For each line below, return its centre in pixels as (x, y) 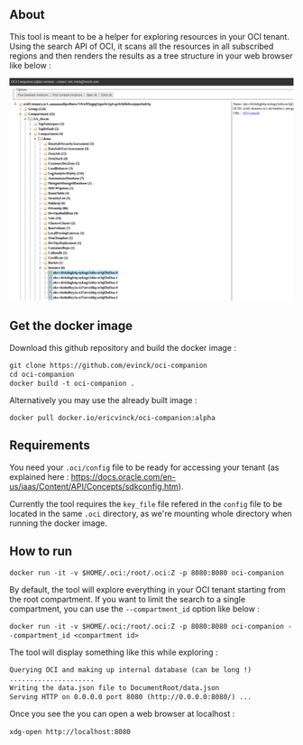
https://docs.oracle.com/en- (123, 476)
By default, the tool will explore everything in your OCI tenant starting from (147, 590)
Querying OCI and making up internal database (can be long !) (131, 670)
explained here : (39, 476)
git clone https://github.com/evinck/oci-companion (108, 365)
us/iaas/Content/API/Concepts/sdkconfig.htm (94, 486)
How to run (41, 552)
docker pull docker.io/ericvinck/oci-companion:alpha (113, 418)
